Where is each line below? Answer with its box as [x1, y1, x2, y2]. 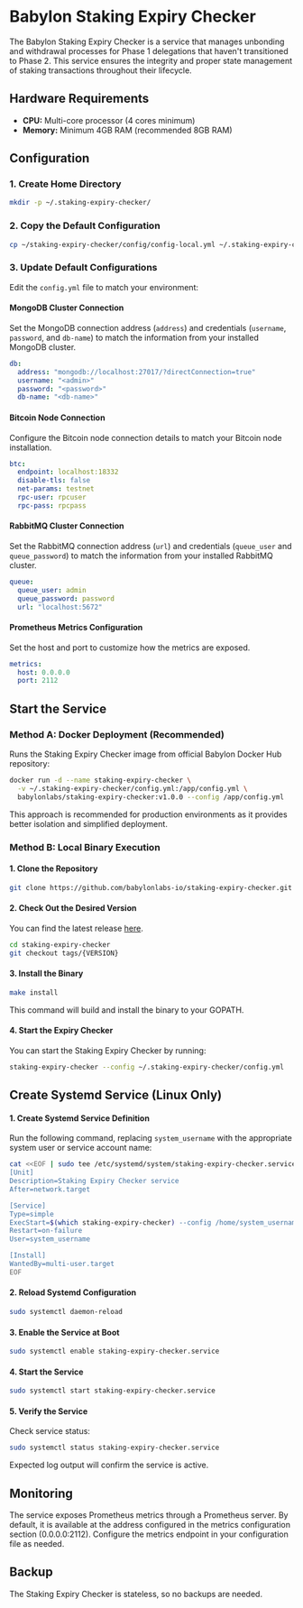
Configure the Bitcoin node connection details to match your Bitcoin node [9, 432, 282, 443]
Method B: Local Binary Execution [9, 841, 161, 853]
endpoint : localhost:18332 [17, 467, 119, 477]
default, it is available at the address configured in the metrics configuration [9, 1519, 291, 1530]
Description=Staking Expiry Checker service [9, 1177, 179, 1186]
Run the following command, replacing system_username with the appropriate [9, 1133, 293, 1144]
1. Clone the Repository [9, 863, 98, 874]
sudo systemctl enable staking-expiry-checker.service [9, 1346, 220, 1356]
